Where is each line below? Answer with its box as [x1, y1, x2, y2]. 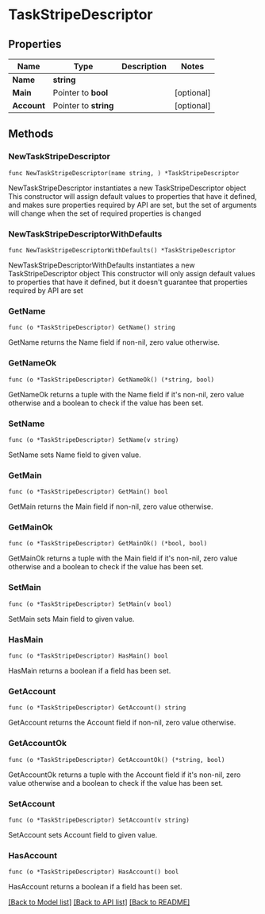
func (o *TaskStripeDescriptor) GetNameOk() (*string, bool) [8, 376, 215, 384]
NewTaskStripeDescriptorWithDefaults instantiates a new [8, 260, 196, 270]
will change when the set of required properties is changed [8, 209, 202, 218]
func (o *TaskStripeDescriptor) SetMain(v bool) [8, 600, 172, 608]
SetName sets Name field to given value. [8, 450, 141, 459]
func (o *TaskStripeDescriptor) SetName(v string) [8, 436, 179, 443]
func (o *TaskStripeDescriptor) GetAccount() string [8, 704, 186, 712]
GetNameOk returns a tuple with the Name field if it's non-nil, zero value [8, 389, 244, 399]
